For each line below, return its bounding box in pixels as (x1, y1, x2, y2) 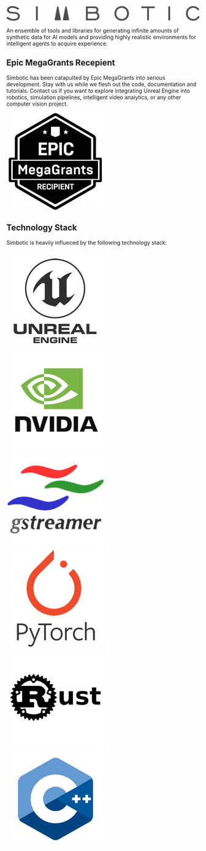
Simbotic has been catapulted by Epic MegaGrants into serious (6, 74, 166, 81)
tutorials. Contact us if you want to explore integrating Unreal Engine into (6, 87, 190, 94)
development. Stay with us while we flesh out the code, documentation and (6, 80, 197, 88)
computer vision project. (6, 100, 69, 107)
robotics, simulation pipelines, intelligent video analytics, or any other (6, 93, 181, 101)
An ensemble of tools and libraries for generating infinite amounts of (6, 26, 179, 34)
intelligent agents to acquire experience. (6, 40, 109, 47)
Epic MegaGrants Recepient (6, 58, 115, 68)
